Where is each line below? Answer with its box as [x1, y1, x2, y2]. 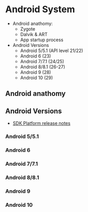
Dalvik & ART [20, 31, 48, 37]
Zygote [20, 25, 36, 32]
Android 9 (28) [20, 69, 51, 75]
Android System [5, 4, 75, 15]
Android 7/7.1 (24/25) [20, 58, 65, 64]
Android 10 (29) [20, 74, 53, 81]
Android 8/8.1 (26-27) [20, 64, 65, 70]
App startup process [20, 37, 64, 43]
